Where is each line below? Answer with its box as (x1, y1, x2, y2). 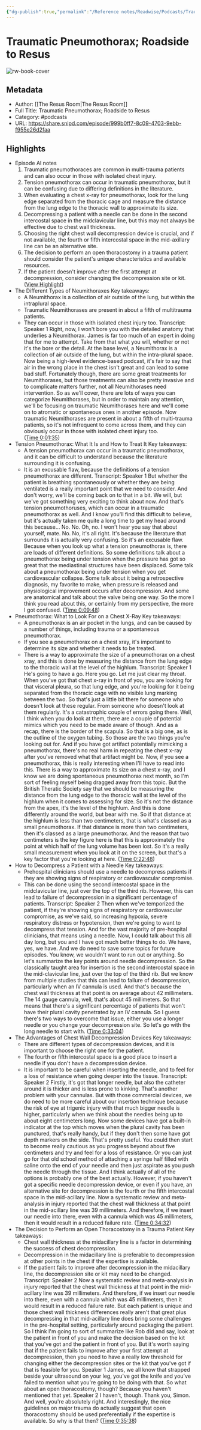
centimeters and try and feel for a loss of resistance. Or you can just (23, 1149, 192, 1157)
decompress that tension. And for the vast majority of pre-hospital (23, 926, 187, 933)
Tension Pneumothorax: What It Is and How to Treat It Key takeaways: (14, 440, 187, 448)
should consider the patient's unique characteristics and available (23, 255, 187, 263)
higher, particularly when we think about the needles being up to (23, 1111, 183, 1118)
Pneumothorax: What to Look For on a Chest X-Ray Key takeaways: (14, 613, 181, 620)
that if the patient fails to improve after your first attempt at (23, 1347, 169, 1354)
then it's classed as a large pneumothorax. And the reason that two (23, 830, 190, 837)
